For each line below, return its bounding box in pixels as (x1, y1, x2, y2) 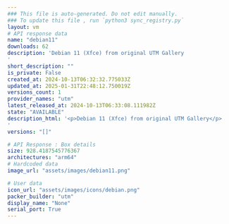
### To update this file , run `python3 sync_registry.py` (7, 17, 185, 24)
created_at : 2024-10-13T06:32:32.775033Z (7, 75, 131, 83)
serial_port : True (7, 206, 61, 213)
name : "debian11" (7, 37, 58, 44)
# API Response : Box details (7, 141, 97, 148)
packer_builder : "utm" (7, 193, 74, 200)
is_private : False (7, 69, 61, 76)
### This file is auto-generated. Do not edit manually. (7, 10, 178, 18)
